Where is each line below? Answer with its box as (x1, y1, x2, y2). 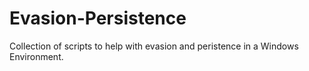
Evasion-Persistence (9, 7, 187, 30)
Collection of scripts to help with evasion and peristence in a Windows (9, 40, 299, 52)
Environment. (9, 50, 64, 62)
